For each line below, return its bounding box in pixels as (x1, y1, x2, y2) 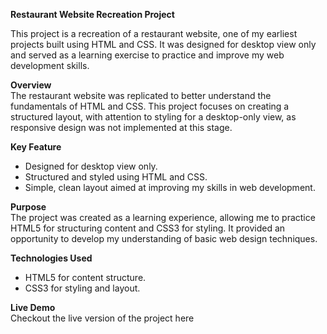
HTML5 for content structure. (24, 272, 147, 283)
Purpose (10, 201, 47, 213)
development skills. (10, 60, 90, 71)
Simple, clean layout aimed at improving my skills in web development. (24, 182, 316, 193)
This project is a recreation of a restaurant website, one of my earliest (10, 28, 298, 39)
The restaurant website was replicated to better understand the (10, 90, 272, 101)
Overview (10, 79, 52, 91)
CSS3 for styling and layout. (24, 282, 141, 294)
